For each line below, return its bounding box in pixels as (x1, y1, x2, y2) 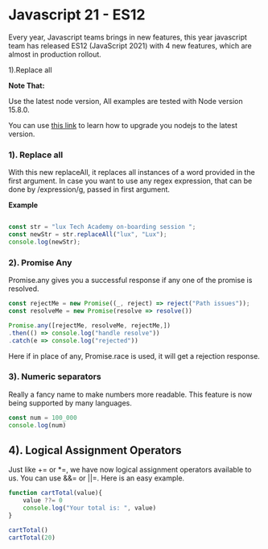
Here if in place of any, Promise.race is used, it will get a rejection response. (8, 351, 260, 360)
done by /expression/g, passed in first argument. (8, 185, 171, 194)
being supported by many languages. (8, 397, 133, 408)
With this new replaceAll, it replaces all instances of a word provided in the (8, 168, 255, 177)
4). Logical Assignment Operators (8, 443, 183, 457)
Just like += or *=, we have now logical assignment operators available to (8, 465, 252, 475)
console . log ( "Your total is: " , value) (23, 504, 157, 513)
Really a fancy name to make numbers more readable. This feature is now (8, 389, 253, 399)
